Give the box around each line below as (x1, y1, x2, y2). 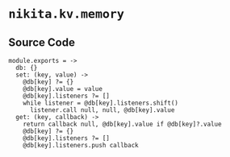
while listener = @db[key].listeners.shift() (23, 99, 179, 107)
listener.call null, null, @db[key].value (29, 106, 175, 114)
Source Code (8, 35, 75, 49)
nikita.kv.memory (8, 6, 125, 22)
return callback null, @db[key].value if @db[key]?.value (23, 120, 222, 128)
